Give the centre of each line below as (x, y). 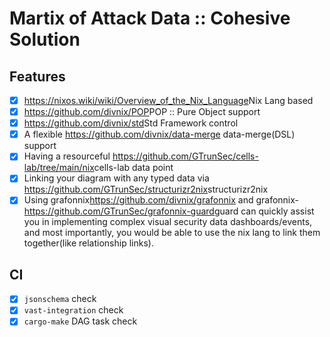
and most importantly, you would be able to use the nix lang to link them (172, 233)
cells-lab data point (133, 168)
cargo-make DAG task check (80, 321)
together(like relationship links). (88, 243)
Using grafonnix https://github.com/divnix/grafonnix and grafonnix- (161, 200)
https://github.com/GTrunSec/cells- (185, 156)
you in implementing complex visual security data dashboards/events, (168, 222)
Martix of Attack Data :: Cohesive (150, 18)
